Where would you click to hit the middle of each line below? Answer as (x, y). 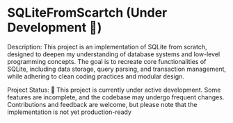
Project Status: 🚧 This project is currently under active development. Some (114, 90)
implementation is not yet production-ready (70, 112)
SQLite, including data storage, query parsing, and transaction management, (117, 69)
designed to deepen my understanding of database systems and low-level (114, 54)
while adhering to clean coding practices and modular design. (96, 76)
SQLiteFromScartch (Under (87, 13)
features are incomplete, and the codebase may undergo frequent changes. (116, 97)
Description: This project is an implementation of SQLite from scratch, (107, 47)
